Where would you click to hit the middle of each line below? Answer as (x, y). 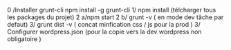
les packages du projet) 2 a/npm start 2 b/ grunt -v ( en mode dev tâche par (115, 17)
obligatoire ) (24, 39)
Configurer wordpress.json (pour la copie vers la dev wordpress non (104, 32)
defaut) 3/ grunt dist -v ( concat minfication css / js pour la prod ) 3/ (104, 24)
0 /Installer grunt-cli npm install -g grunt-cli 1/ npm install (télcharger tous (112, 10)
